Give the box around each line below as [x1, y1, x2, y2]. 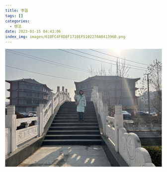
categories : [5, 18, 30, 23]
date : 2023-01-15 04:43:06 [5, 29, 61, 34]
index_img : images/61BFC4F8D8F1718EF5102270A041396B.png [5, 34, 126, 39]
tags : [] [5, 13, 23, 18]
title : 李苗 [5, 8, 28, 13]
